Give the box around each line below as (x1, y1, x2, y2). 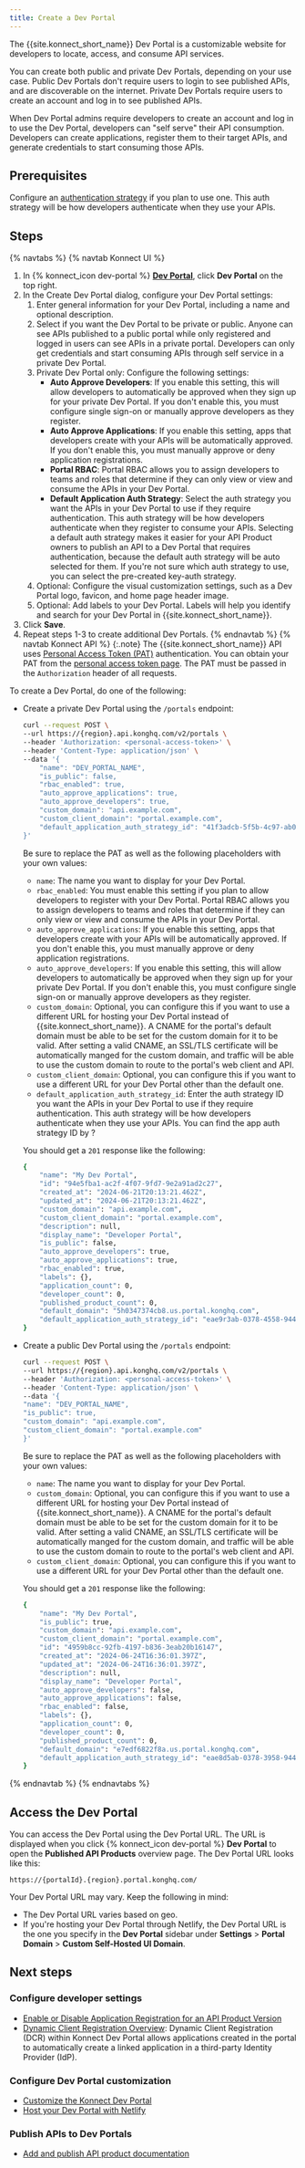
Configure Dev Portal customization (9, 2074, 171, 2087)
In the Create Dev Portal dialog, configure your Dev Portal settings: (22, 289, 273, 301)
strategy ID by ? (36, 1127, 96, 1138)
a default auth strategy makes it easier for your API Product (49, 532, 273, 543)
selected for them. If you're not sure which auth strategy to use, (49, 561, 290, 572)
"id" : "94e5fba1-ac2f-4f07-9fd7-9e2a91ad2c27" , (39, 1179, 223, 1189)
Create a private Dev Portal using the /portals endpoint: (22, 704, 234, 714)
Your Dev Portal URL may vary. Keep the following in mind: (9, 1892, 229, 1902)
